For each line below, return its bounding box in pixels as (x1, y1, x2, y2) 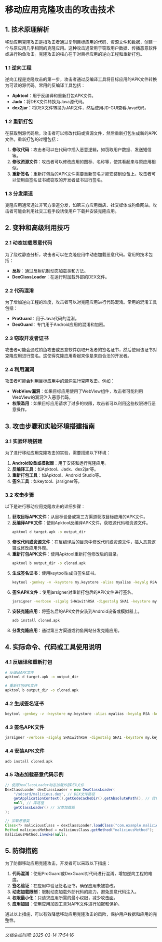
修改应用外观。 (20, 545, 51, 551)
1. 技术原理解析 (5, 25, 50, 33)
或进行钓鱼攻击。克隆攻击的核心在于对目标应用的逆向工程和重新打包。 (5, 51, 145, 57)
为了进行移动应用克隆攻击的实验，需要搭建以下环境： (5, 450, 111, 456)
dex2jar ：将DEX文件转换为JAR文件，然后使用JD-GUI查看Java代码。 (12, 105, 149, 111)
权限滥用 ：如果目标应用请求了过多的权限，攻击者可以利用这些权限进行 (12, 401, 152, 406)
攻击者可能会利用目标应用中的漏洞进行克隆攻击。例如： (5, 378, 115, 384)
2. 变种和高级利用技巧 (5, 224, 70, 232)
